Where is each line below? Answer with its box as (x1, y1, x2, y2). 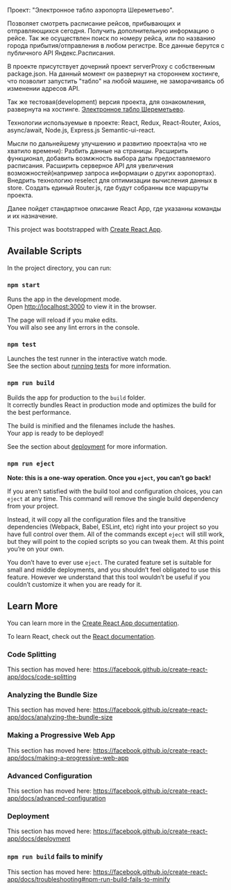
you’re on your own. (7, 545, 65, 553)
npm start (7, 281, 40, 289)
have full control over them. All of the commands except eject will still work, (7, 530, 225, 538)
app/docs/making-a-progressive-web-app (7, 753, 129, 762)
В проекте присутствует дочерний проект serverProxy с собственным (7, 62, 215, 70)
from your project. (7, 502, 59, 510)
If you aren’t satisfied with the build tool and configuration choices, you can (7, 487, 223, 495)
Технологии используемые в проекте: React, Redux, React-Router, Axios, (7, 119, 221, 127)
